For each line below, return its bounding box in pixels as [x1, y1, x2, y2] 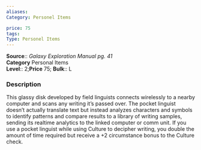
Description [6, 80, 41, 88]
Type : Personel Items [6, 36, 61, 42]
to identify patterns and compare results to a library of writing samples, [6, 113, 182, 120]
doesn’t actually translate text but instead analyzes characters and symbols [6, 106, 193, 114]
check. [6, 138, 23, 145]
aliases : [6, 8, 28, 15]
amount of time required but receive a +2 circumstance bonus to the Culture [6, 132, 195, 139]
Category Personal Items [6, 59, 69, 66]
